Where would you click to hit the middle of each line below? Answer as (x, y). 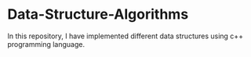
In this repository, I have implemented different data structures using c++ (125, 36)
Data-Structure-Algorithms (98, 14)
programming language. (46, 44)
